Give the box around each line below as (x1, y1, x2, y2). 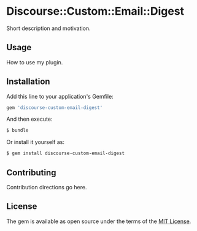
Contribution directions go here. (6, 184, 87, 191)
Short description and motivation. (6, 25, 91, 32)
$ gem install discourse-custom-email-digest (6, 150, 125, 157)
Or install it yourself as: (6, 138, 64, 146)
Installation (6, 77, 50, 87)
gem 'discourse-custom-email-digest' (6, 104, 103, 111)
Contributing (6, 167, 56, 178)
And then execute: (6, 115, 53, 123)
